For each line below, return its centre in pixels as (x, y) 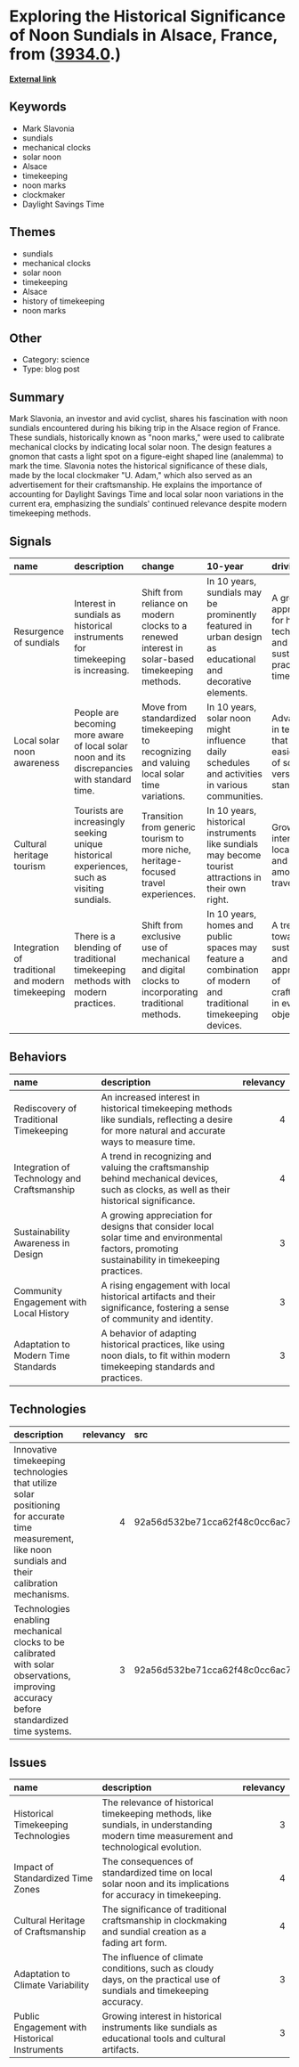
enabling (32, 1620)
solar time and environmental (162, 1237)
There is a (95, 936)
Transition (162, 816)
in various (227, 785)
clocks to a (164, 626)
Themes (32, 232)
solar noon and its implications (166, 1884)
